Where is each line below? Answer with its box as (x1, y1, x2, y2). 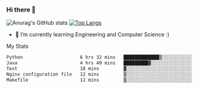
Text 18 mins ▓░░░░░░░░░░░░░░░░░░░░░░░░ (6, 66, 192, 72)
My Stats (6, 42, 29, 50)
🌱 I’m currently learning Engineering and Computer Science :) (15, 31, 169, 38)
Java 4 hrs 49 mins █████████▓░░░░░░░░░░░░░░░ (6, 60, 192, 66)
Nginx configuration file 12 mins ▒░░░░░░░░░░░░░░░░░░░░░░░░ (6, 71, 192, 77)
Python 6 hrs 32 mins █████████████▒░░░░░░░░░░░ (6, 54, 192, 61)
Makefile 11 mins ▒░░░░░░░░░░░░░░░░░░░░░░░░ (6, 77, 192, 83)
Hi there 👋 (6, 5, 37, 14)
